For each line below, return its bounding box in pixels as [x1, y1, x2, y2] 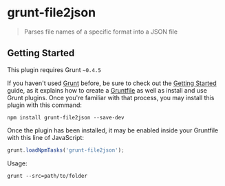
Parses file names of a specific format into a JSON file [23, 27, 178, 36]
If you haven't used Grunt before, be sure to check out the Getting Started [7, 79, 217, 87]
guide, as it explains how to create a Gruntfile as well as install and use [7, 86, 208, 94]
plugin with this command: [7, 101, 83, 109]
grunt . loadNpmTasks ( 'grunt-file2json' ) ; [7, 146, 125, 154]
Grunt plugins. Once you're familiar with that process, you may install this [7, 93, 215, 102]
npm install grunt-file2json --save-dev [7, 114, 125, 121]
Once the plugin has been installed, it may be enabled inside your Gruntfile [7, 126, 219, 135]
